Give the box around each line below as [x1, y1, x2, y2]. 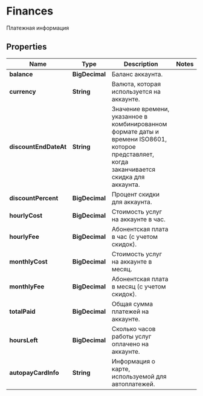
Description [123, 59, 158, 68]
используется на [111, 87, 161, 96]
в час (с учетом [111, 232, 158, 241]
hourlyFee [9, 232, 39, 241]
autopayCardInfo [9, 368, 59, 377]
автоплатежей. [111, 380, 155, 388]
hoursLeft [9, 336, 38, 344]
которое [111, 142, 136, 151]
